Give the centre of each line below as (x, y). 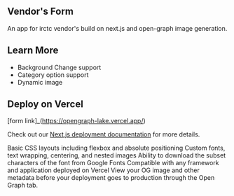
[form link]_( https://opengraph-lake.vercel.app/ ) (76, 121)
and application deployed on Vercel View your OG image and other (103, 170)
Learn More (33, 51)
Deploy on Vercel (46, 104)
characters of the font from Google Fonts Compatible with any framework (113, 163)
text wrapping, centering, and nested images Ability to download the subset (117, 155)
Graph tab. (23, 185)
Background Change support (59, 67)
